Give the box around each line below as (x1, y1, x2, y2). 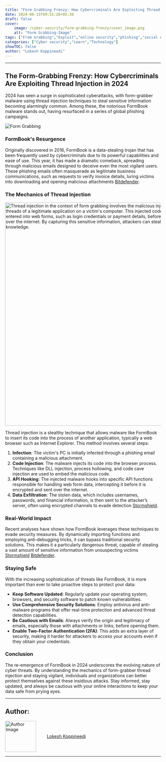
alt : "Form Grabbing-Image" (14, 30, 72, 35)
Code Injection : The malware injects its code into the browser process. (12, 460, 157, 466)
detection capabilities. (12, 612, 58, 618)
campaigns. (5, 114, 29, 119)
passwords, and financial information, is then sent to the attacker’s (12, 497, 148, 503)
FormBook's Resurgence (5, 136, 66, 143)
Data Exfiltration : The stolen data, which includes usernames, (12, 492, 139, 498)
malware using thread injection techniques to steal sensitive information (5, 98, 152, 104)
